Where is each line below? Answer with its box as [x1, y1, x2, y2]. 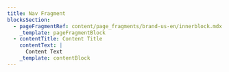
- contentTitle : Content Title [13, 36, 103, 43]
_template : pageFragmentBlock [19, 29, 106, 36]
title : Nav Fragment [7, 10, 67, 17]
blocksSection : [7, 16, 51, 23]
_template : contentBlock [19, 55, 91, 62]
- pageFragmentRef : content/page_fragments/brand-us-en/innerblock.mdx [13, 23, 223, 29]
